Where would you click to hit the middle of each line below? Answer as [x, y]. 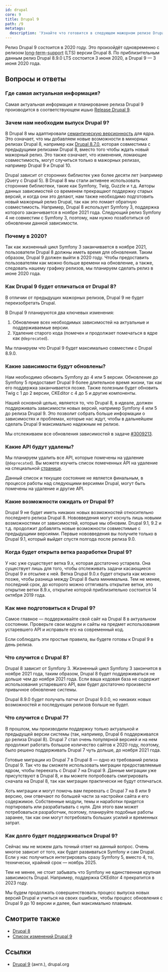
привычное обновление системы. [41, 690]
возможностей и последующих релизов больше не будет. [67, 705]
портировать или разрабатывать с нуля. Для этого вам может [72, 807]
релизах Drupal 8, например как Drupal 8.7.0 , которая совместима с [78, 144]
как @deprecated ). [30, 338]
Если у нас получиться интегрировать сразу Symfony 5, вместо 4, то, [79, 857]
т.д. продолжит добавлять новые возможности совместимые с [73, 529]
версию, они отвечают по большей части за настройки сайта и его [77, 796]
